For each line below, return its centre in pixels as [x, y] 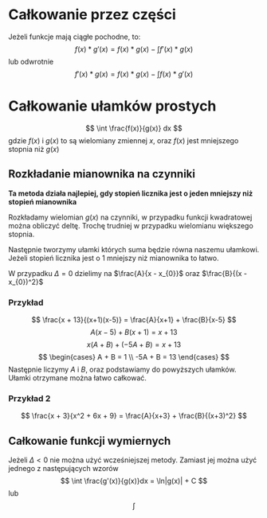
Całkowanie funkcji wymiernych [90, 440]
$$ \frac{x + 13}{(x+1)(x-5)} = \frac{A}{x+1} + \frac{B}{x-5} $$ [134, 319]
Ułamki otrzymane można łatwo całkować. [78, 378]
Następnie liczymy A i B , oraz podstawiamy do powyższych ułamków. [122, 369]
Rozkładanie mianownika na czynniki [102, 174]
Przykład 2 [29, 398]
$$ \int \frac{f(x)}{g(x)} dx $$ [134, 128]
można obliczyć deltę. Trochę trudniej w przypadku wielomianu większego [131, 225]
